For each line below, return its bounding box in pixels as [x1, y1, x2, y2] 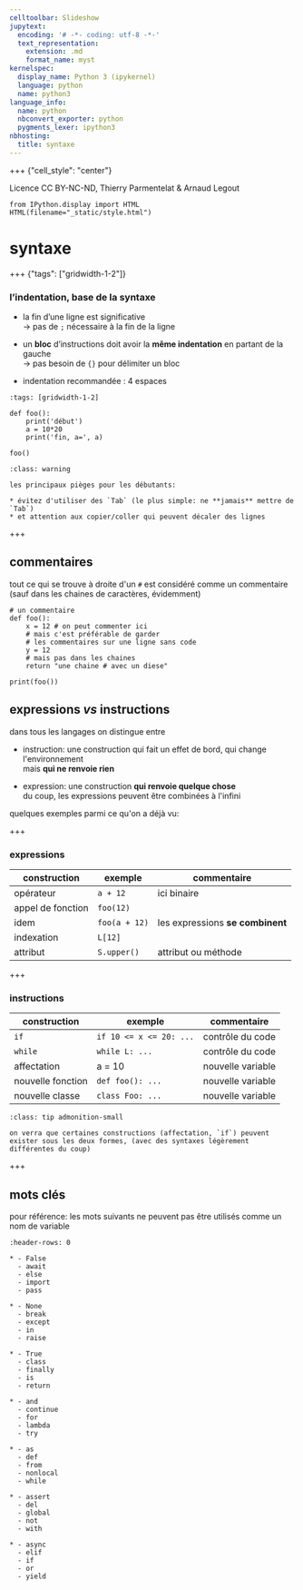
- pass [17, 1286, 43, 1295]
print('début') [25, 417, 83, 426]
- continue [17, 1405, 59, 1415]
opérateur [14, 886, 56, 899]
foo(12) [97, 903, 131, 913]
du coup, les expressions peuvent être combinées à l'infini [22, 790, 241, 801]
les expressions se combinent [157, 916, 288, 929]
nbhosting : [9, 132, 51, 141]
